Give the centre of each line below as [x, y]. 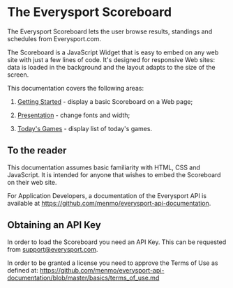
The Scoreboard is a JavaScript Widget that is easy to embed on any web [113, 52]
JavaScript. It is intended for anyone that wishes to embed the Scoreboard [114, 174]
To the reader [37, 151]
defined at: [23, 270]
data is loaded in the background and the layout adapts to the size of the [111, 67]
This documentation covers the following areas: [76, 88]
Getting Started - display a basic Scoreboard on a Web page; [105, 101]
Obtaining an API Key [54, 225]
